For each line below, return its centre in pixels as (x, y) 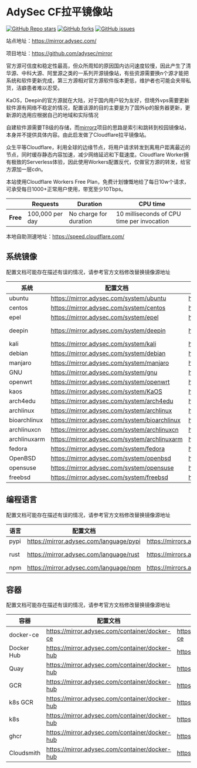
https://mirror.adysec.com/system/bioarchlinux (116, 420)
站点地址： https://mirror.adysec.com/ (51, 41)
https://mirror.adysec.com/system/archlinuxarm (117, 439)
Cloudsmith (25, 753)
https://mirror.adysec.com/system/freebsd (109, 477)
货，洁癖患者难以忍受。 (34, 87)
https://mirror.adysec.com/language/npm (84, 567)
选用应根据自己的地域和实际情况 (60, 114)
